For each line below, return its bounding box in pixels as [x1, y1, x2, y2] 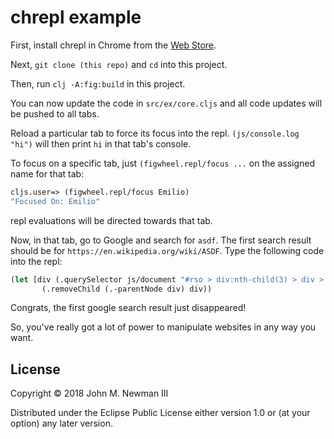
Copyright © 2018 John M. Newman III [10, 387, 169, 400]
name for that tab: [10, 167, 85, 180]
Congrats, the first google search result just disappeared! [10, 302, 247, 314]
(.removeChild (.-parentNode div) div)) [41, 284, 213, 294]
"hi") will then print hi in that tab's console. [10, 137, 192, 150]
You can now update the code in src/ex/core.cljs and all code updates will [10, 97, 323, 109]
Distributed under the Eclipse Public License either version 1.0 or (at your [10, 407, 311, 419]
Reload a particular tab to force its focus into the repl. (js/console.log [10, 127, 300, 139]
